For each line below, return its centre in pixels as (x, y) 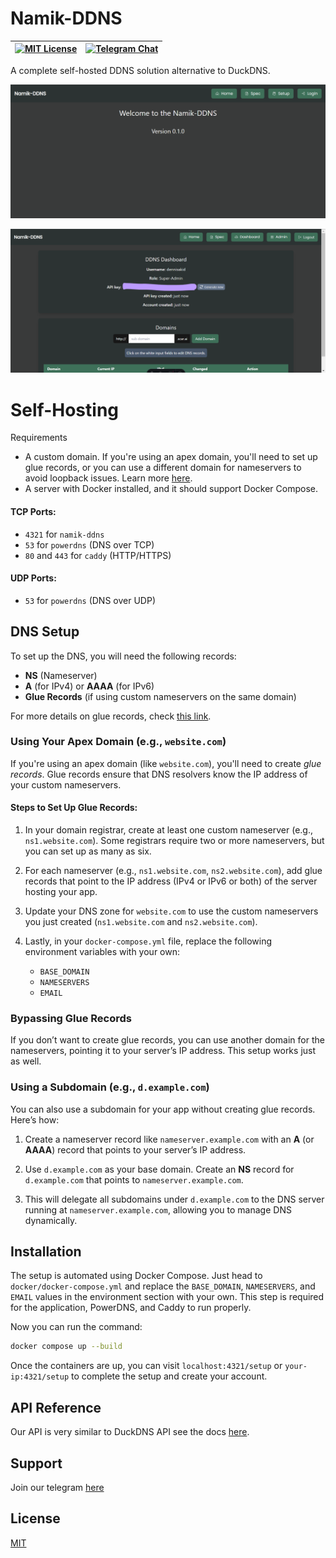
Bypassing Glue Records (71, 1018)
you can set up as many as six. (88, 851)
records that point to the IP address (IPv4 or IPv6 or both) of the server (171, 881)
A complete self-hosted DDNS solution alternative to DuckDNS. (140, 70)
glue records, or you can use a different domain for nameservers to (163, 468)
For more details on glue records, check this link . (111, 716)
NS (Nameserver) (61, 675)
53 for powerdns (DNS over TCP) (89, 544)
